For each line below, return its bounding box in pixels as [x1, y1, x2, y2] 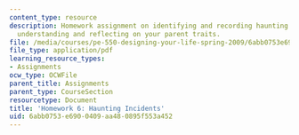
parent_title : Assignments [9, 79, 109, 88]
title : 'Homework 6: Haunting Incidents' [9, 104, 166, 113]
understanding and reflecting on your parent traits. [17, 29, 221, 38]
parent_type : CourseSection [9, 87, 114, 96]
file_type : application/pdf [9, 46, 114, 55]
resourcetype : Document [9, 95, 98, 105]
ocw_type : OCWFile [9, 71, 77, 80]
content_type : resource [9, 12, 98, 22]
